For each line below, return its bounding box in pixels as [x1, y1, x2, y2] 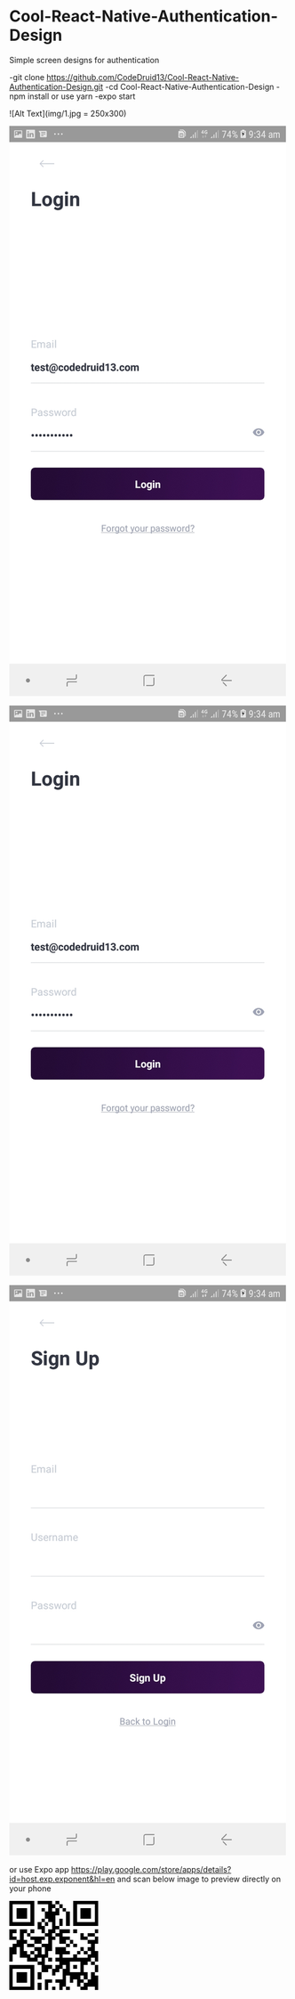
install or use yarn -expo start [28, 91, 136, 102]
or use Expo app [9, 1864, 69, 1874]
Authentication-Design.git [9, 81, 104, 92]
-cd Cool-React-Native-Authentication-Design [105, 81, 275, 92]
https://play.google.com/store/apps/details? [70, 1864, 232, 1874]
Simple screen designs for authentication [9, 54, 160, 65]
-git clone [9, 71, 45, 82]
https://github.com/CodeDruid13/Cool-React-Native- [46, 71, 240, 82]
